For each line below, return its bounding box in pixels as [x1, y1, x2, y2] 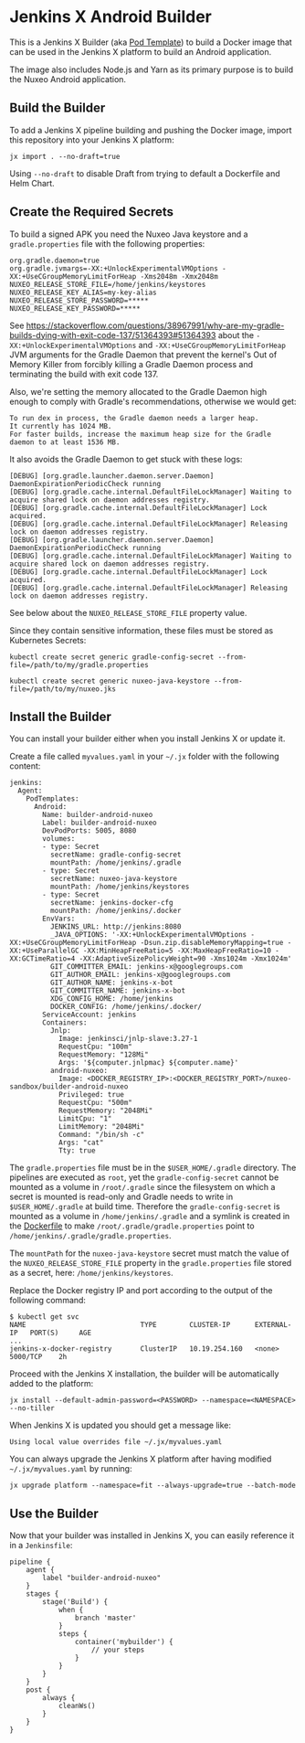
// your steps [90, 1645, 145, 1655]
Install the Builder [9, 708, 112, 724]
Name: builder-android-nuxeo [42, 811, 153, 820]
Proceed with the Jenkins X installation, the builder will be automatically [9, 1368, 279, 1379]
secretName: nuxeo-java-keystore [49, 875, 178, 884]
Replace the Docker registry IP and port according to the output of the [9, 1285, 273, 1296]
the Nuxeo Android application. [9, 73, 126, 84]
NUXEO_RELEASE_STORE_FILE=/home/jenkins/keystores [9, 280, 206, 289]
